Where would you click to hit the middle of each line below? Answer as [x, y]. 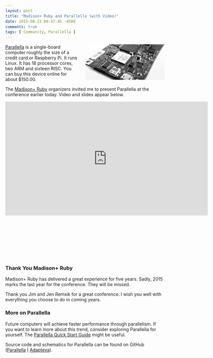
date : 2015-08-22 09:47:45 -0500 [40, 21]
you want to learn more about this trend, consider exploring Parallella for [81, 329]
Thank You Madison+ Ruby [39, 268]
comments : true [21, 27]
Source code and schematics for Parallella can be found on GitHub [75, 344]
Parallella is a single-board [33, 47]
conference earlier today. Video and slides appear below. [65, 95]
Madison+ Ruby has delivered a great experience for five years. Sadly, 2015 [84, 279]
